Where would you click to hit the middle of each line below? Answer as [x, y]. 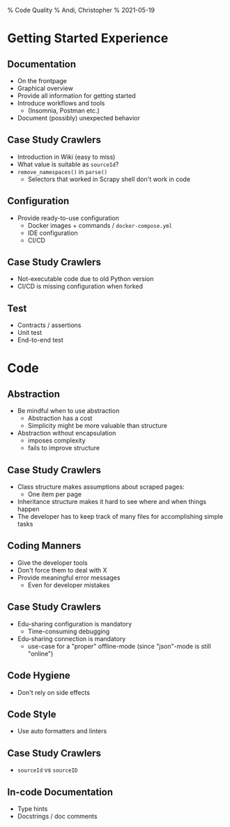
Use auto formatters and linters [62, 731]
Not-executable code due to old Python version [85, 279]
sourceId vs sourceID [47, 770]
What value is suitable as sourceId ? [68, 164]
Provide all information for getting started [76, 96]
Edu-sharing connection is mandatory [71, 638]
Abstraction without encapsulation [67, 433]
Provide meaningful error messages [69, 577]
